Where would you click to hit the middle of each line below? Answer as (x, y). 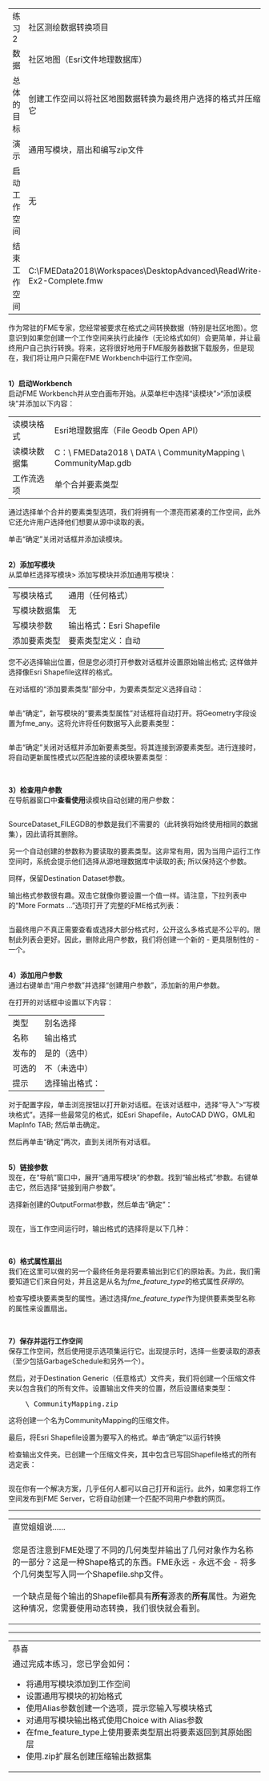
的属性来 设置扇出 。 (40, 1308)
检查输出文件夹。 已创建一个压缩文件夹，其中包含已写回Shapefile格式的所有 (132, 1454)
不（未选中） (69, 1068)
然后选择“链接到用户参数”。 (74, 1187)
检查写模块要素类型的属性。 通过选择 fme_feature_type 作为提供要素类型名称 (132, 1298)
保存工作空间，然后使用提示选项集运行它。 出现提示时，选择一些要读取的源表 (134, 1351)
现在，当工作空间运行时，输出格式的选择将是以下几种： (99, 1229)
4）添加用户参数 (35, 975)
